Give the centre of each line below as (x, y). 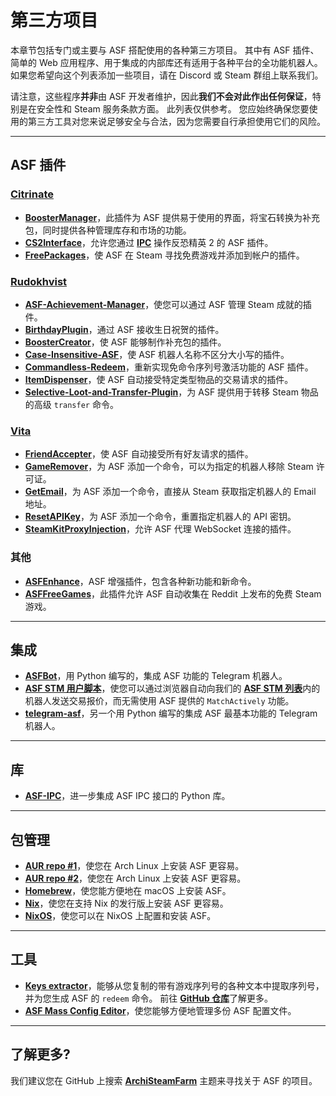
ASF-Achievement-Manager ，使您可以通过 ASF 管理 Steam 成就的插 (168, 304)
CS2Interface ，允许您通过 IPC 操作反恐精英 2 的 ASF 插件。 (149, 242)
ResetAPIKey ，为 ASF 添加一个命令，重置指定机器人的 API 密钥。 (160, 517)
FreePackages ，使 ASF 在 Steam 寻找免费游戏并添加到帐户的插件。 (164, 255)
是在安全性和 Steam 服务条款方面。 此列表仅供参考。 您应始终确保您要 (164, 108)
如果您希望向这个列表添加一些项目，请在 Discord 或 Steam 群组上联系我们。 (167, 75)
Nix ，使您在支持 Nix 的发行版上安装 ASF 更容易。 (126, 903)
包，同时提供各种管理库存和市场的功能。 (108, 230)
